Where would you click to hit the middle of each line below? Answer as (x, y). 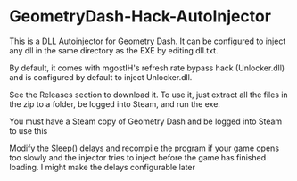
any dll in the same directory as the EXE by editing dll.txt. (114, 50)
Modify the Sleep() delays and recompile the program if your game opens (144, 148)
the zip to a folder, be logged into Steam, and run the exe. (115, 103)
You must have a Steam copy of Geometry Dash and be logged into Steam (146, 121)
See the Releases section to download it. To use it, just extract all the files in (148, 95)
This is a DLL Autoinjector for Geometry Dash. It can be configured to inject (148, 41)
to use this (29, 130)
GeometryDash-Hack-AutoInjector (140, 16)
